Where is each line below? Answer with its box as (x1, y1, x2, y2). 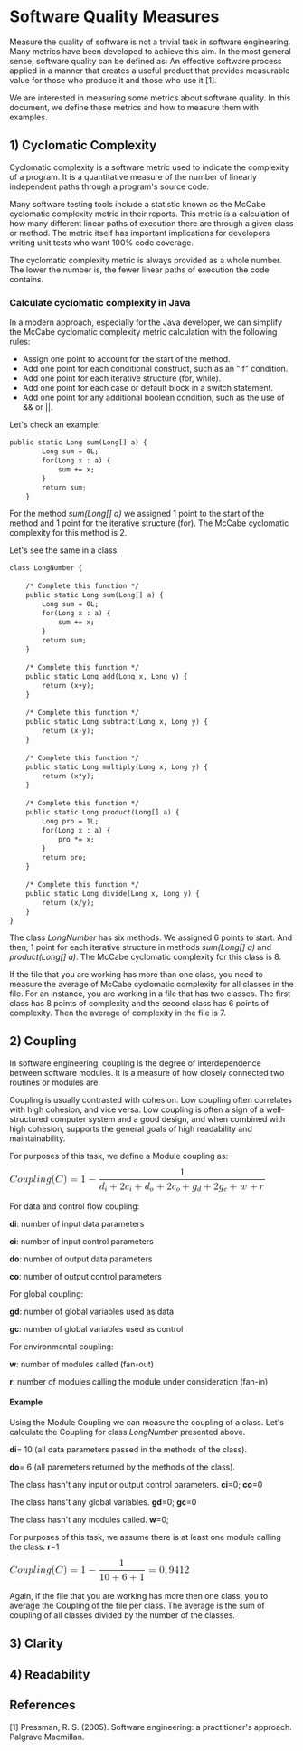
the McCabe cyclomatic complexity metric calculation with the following (9, 327, 278, 338)
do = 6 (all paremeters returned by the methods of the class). (9, 1461, 236, 1472)
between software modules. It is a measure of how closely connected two (9, 1067, 285, 1078)
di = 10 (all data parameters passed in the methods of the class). (9, 1444, 247, 1455)
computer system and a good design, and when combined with (50, 1113, 286, 1124)
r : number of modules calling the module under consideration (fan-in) (9, 1375, 269, 1386)
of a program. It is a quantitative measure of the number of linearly (9, 171, 258, 182)
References (9, 1698, 76, 1713)
